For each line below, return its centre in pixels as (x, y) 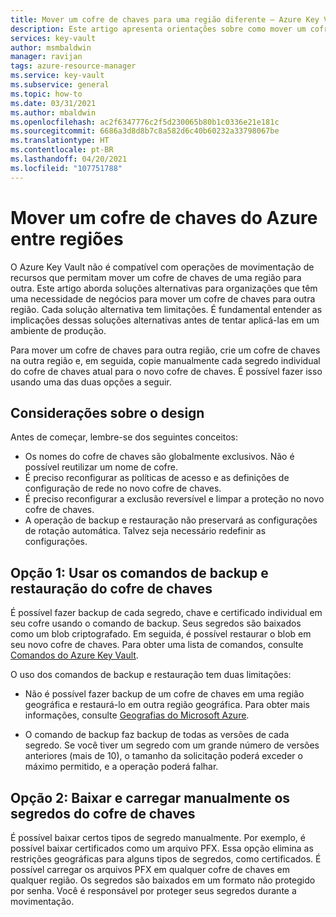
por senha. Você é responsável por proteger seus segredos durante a (153, 890)
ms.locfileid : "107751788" (66, 168)
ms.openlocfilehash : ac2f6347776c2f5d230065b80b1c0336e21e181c (145, 122)
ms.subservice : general (60, 85)
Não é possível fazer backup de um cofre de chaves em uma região (164, 694)
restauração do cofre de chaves (111, 588)
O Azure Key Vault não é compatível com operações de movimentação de (162, 267)
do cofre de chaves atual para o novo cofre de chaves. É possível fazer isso (166, 371)
